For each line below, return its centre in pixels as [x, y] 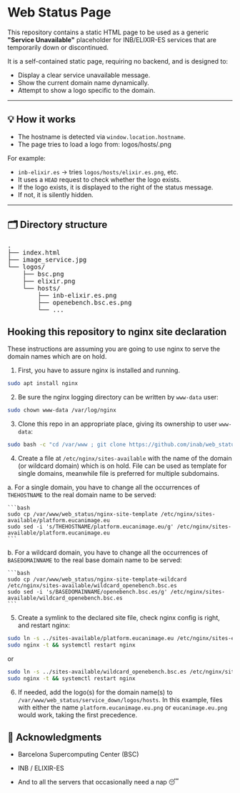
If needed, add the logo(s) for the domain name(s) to [95, 692]
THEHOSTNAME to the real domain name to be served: [82, 495]
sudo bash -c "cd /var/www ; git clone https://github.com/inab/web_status [122, 445]
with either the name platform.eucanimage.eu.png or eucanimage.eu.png [122, 707]
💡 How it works [42, 120]
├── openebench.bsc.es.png [85, 302]
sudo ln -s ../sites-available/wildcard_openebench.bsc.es [97, 672]
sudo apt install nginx [43, 384]
